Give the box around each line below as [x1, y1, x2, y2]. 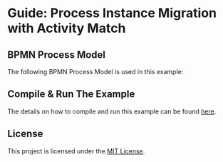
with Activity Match [7, 20, 126, 36]
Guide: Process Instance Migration [7, 5, 217, 21]
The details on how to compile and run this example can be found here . [7, 107, 217, 116]
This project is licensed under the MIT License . [7, 146, 145, 155]
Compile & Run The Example [7, 88, 135, 101]
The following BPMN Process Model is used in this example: [7, 68, 184, 76]
